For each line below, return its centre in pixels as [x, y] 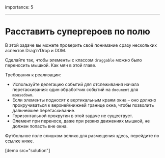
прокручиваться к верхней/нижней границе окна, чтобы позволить [83, 105]
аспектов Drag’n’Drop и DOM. [36, 50]
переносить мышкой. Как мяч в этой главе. [51, 65]
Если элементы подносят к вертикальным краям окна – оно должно [84, 100]
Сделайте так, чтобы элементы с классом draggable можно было [74, 60]
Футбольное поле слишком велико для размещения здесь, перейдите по [82, 135]
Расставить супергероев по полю [78, 32]
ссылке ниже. [20, 141]
